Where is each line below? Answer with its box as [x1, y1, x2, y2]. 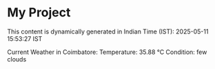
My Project [7, 5, 71, 20]
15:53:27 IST [7, 34, 43, 42]
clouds [7, 55, 27, 63]
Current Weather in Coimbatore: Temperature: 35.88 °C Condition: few [7, 48, 207, 56]
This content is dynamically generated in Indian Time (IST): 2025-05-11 [7, 27, 209, 36]
